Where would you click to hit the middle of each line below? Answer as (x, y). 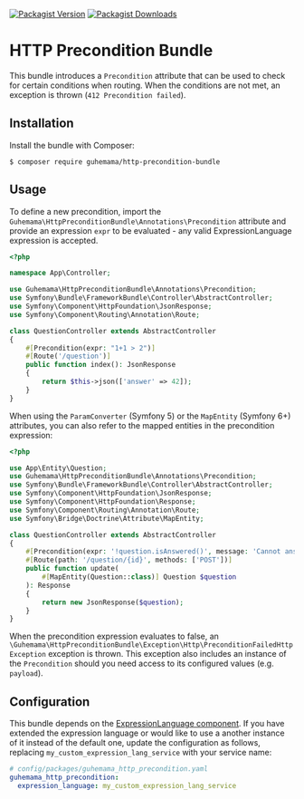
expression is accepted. (54, 240)
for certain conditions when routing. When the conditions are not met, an (145, 85)
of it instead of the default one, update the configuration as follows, (135, 743)
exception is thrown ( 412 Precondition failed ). (98, 94)
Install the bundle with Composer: (72, 145)
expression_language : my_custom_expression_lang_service (127, 785)
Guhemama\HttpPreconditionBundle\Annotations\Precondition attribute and (148, 221)
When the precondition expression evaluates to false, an (114, 636)
